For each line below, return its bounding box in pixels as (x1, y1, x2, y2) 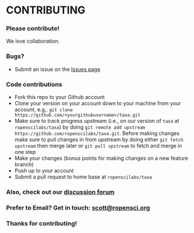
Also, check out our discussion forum (6, 188, 115, 196)
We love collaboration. (6, 37, 60, 44)
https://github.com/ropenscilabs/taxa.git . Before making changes (14, 130, 180, 137)
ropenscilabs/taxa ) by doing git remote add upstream (14, 124, 145, 131)
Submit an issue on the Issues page (14, 66, 101, 73)
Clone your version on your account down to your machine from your (14, 100, 181, 107)
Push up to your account (14, 167, 74, 174)
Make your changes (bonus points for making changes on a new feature (14, 155, 188, 162)
